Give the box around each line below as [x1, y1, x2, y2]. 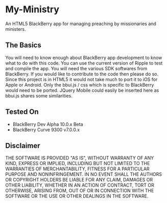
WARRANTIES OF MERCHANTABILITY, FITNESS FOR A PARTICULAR [5, 166, 150, 172]
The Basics [5, 41, 42, 50]
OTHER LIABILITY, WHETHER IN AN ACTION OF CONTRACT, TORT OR [5, 182, 154, 188]
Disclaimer [5, 141, 40, 150]
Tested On [5, 108, 39, 116]
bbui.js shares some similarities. [5, 92, 73, 98]
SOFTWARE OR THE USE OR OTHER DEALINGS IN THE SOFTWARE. [5, 193, 149, 199]
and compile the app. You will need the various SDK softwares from [5, 65, 148, 71]
